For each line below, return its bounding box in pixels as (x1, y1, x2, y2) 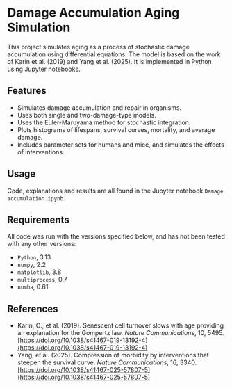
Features (7, 85, 47, 97)
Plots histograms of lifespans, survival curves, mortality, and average (17, 125, 215, 134)
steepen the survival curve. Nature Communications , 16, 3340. (17, 358, 197, 366)
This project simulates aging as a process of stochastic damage (7, 42, 190, 51)
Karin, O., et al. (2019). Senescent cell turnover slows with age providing (17, 321, 224, 330)
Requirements (7, 213, 69, 225)
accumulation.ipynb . (7, 193, 65, 202)
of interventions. (17, 147, 65, 156)
